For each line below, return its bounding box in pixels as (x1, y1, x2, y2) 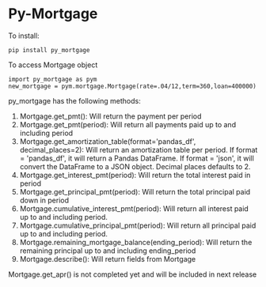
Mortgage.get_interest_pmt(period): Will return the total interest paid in (19, 170, 251, 179)
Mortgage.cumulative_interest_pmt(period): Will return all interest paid (19, 203, 249, 213)
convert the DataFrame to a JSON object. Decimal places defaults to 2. (19, 161, 251, 171)
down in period (19, 195, 70, 205)
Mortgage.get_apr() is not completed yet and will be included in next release (8, 270, 257, 279)
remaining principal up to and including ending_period (19, 246, 196, 255)
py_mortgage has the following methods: (8, 96, 141, 105)
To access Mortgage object (8, 60, 98, 70)
